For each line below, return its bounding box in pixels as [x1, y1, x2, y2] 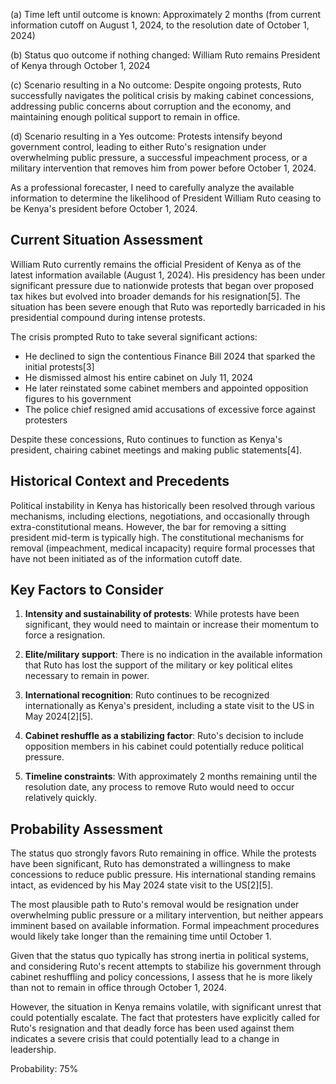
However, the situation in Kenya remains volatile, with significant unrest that [10, 1001, 322, 1013]
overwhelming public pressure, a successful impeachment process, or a [10, 152, 308, 163]
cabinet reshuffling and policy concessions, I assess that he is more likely [10, 971, 313, 983]
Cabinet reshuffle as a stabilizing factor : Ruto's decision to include [24, 730, 304, 742]
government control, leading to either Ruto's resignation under [10, 141, 267, 153]
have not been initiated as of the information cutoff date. [10, 552, 243, 564]
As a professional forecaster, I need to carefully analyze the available [10, 182, 295, 193]
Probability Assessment [10, 820, 163, 838]
